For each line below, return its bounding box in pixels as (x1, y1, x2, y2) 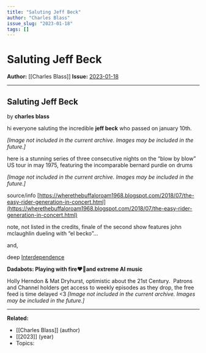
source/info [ (7, 192, 40, 199)
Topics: (15, 339, 35, 347)
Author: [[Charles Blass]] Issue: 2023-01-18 (7, 73, 119, 80)
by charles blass (7, 113, 50, 120)
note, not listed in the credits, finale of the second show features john (7, 223, 182, 230)
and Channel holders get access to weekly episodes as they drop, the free (7, 284, 194, 291)
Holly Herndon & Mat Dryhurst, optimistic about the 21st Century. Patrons (7, 277, 193, 284)
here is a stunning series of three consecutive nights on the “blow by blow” (7, 155, 196, 162)
